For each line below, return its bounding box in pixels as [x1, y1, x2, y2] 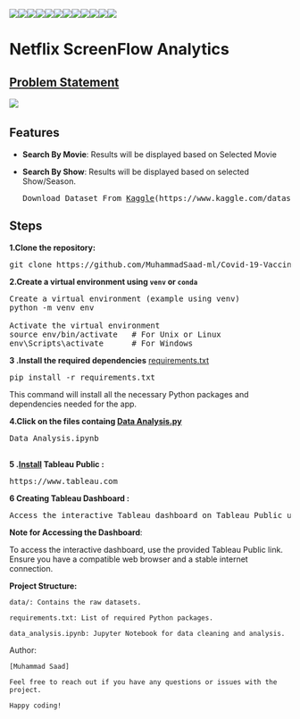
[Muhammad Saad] [9, 662, 70, 671]
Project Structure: [9, 581, 78, 591]
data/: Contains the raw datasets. [9, 598, 142, 606]
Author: [9, 644, 37, 656]
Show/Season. [21, 175, 76, 187]
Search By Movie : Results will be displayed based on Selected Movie [21, 148, 277, 160]
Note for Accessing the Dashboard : [9, 527, 143, 538]
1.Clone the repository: [9, 242, 96, 253]
